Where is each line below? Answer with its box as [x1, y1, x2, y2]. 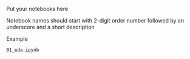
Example [6, 35, 29, 42]
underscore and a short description [6, 24, 95, 30]
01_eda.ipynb [6, 47, 39, 53]
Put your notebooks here [6, 5, 69, 12]
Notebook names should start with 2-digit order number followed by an [6, 17, 184, 24]
